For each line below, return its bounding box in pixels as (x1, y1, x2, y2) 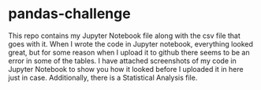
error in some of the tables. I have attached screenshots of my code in (8, 56, 237, 66)
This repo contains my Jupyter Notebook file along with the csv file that (8, 31, 240, 40)
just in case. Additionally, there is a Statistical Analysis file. (8, 73, 198, 82)
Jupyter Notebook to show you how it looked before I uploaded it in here (8, 64, 244, 73)
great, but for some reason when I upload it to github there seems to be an (8, 47, 250, 57)
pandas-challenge (8, 5, 132, 23)
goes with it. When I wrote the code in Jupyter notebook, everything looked (8, 39, 254, 48)
